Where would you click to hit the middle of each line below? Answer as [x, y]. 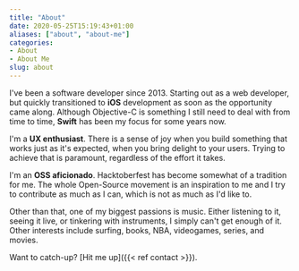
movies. [24, 240]
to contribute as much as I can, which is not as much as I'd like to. [131, 194]
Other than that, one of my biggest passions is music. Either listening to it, [145, 211]
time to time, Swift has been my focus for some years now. [118, 121]
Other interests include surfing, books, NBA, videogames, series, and [137, 230]
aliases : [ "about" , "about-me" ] [69, 34]
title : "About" [38, 17]
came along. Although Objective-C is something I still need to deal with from [150, 112]
